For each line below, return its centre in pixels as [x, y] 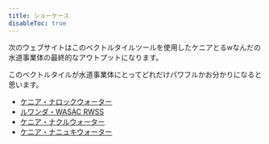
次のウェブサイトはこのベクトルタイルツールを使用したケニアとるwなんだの [135, 47]
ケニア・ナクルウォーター [62, 121]
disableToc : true [37, 23]
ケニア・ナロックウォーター [66, 101]
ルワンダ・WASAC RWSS [62, 111]
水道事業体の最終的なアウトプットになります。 [86, 57]
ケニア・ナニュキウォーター [66, 132]
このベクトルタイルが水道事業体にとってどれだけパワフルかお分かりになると [135, 74]
